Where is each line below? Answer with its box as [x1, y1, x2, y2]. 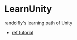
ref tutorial [11, 29, 33, 35]
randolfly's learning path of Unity [4, 20, 73, 26]
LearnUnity [4, 3, 52, 15]
